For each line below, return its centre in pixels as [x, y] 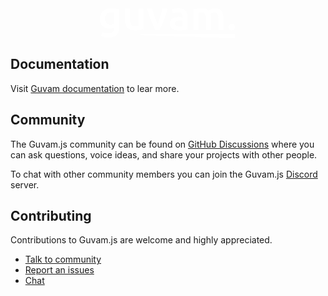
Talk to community [63, 259]
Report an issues [59, 270]
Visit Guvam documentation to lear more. [95, 88]
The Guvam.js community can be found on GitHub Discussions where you [162, 144]
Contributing [51, 216]
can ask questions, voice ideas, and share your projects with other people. [164, 154]
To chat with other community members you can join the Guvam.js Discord [164, 174]
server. [25, 184]
